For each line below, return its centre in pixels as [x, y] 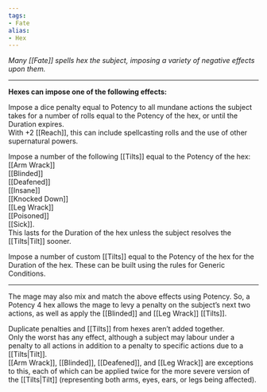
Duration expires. [37, 124]
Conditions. [27, 274]
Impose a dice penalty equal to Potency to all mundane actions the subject [130, 108]
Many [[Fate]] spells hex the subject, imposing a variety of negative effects [132, 61]
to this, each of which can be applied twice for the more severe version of [129, 371]
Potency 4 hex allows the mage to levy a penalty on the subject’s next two [130, 305]
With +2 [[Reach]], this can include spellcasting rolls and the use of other [128, 133]
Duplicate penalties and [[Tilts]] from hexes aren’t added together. [116, 329]
